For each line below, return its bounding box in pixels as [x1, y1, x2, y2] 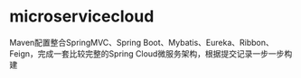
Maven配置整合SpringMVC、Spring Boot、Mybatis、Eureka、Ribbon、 [9, 37, 274, 48]
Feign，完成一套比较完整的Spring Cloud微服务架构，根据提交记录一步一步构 [9, 48, 293, 59]
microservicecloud [9, 6, 155, 27]
